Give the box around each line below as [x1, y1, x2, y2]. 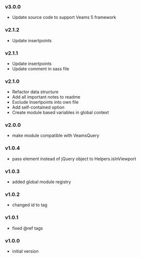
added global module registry [12, 179, 71, 185]
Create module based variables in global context [12, 110, 109, 115]
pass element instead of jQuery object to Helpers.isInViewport [12, 156, 137, 161]
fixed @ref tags [12, 225, 43, 231]
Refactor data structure [12, 89, 59, 95]
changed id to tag [12, 202, 47, 208]
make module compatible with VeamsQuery [12, 132, 99, 139]
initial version [12, 248, 39, 254]
